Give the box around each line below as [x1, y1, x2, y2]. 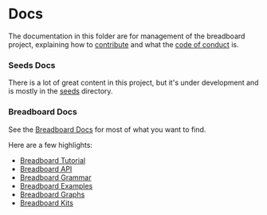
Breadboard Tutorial [19, 155, 86, 165]
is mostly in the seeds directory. [8, 86, 113, 96]
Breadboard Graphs [19, 189, 85, 199]
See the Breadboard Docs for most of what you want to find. [8, 125, 206, 134]
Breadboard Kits [19, 197, 74, 208]
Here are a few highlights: [8, 140, 93, 149]
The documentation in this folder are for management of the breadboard [8, 31, 245, 41]
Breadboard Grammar [19, 173, 92, 182]
